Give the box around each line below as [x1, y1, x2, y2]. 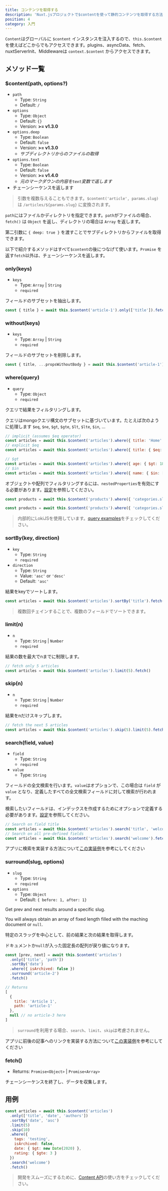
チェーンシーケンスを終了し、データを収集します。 [5, 1079, 110, 1085]
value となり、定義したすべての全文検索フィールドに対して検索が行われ [5, 788, 152, 795]
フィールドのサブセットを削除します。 [5, 352, 84, 358]
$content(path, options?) [5, 80, 68, 87]
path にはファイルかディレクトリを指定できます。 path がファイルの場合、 [5, 212, 154, 218]
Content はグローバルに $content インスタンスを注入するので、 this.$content [5, 36, 162, 42]
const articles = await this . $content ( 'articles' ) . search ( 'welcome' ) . [5, 836, 155, 841]
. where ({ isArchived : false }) [9, 966, 75, 971]
